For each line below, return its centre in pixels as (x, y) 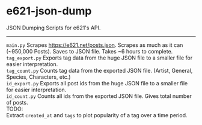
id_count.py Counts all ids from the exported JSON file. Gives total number (99, 96)
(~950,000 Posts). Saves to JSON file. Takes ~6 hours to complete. (90, 51)
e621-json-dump (49, 11)
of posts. (17, 102)
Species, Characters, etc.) (38, 77)
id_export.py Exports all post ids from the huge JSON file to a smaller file (97, 83)
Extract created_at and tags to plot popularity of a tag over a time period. (97, 115)
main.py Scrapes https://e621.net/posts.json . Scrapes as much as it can (95, 45)
